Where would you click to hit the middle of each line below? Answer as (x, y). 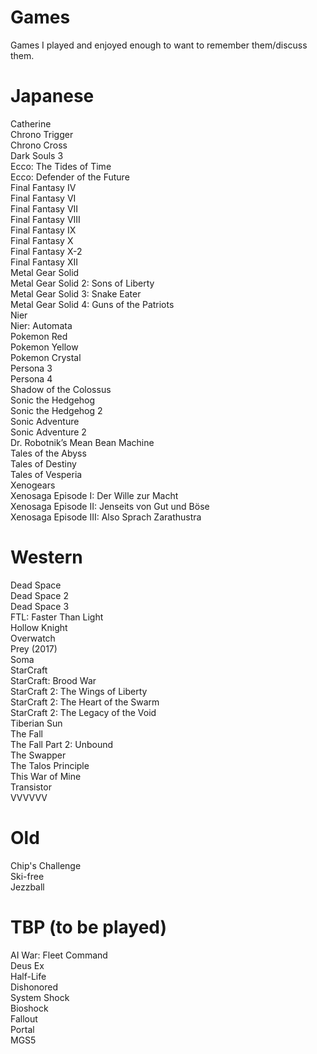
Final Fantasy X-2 (46, 251)
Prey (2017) (34, 648)
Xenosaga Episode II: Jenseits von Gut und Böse (110, 506)
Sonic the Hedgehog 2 (56, 410)
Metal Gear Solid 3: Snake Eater (76, 293)
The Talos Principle (50, 765)
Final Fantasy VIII (45, 219)
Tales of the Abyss (48, 453)
